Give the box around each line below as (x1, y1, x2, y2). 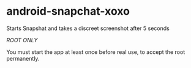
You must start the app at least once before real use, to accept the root (6, 48, 185, 56)
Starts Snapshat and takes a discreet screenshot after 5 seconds (6, 25, 170, 32)
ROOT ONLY (6, 36, 38, 43)
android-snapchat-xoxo (6, 4, 130, 18)
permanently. (6, 55, 40, 62)
